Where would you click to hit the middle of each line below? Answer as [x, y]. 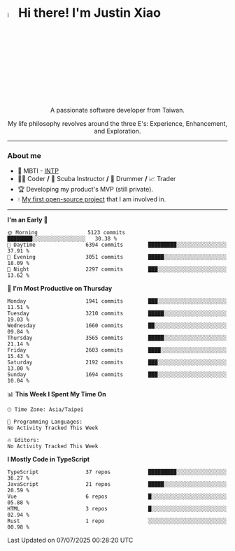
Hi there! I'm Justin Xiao [90, 13]
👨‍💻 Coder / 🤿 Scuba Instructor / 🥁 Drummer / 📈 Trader [97, 179]
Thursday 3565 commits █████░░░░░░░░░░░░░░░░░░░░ [117, 338]
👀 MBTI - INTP [38, 171]
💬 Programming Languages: [45, 422]
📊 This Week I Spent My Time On [57, 394]
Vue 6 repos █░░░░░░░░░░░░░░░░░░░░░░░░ [117, 497]
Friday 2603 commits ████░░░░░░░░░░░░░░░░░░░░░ [117, 350]
